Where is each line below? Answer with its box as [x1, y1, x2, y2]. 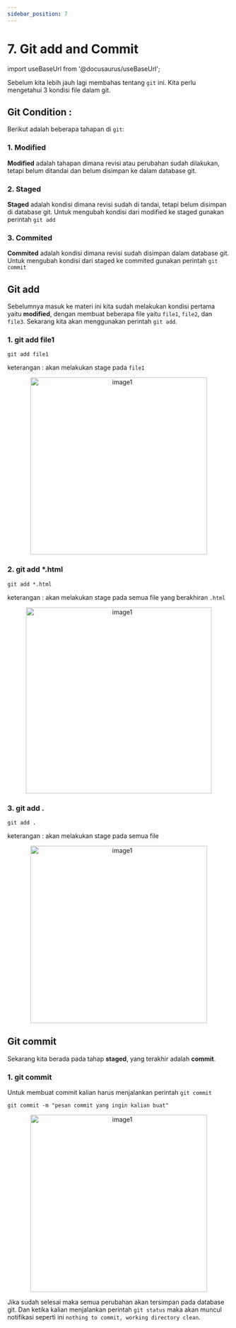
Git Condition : [7, 106, 72, 118]
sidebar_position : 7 [7, 10, 69, 18]
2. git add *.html [7, 564, 64, 574]
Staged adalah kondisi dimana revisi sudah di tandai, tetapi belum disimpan [7, 200, 228, 208]
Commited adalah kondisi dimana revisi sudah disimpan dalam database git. [7, 249, 230, 257]
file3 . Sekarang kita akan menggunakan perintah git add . [7, 317, 178, 326]
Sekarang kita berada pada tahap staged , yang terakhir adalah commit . [7, 1054, 216, 1063]
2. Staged [7, 184, 41, 194]
